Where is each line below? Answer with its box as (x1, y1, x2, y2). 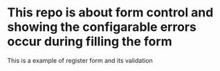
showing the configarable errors (7, 19, 197, 35)
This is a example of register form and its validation (7, 56, 154, 64)
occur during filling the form (7, 34, 172, 49)
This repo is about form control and (7, 5, 214, 20)
